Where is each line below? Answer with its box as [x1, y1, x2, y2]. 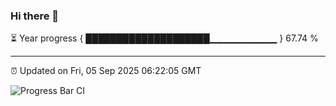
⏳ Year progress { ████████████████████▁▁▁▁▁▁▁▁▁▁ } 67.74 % [10, 32, 319, 44]
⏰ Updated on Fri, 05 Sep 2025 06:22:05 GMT [10, 65, 202, 77]
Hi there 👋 [10, 9, 60, 23]
